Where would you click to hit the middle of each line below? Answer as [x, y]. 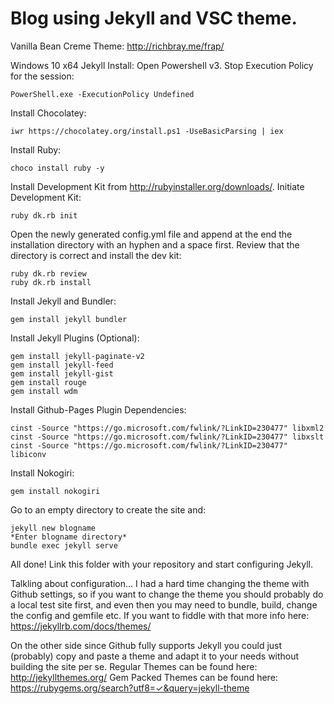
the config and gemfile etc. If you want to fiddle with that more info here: [160, 615]
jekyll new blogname [53, 528]
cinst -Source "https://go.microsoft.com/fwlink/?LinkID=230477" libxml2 [167, 428]
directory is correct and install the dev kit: [96, 255]
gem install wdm [44, 391]
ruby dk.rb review [48, 273]
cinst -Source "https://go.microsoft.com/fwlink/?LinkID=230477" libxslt [167, 437]
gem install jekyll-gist [62, 373]
